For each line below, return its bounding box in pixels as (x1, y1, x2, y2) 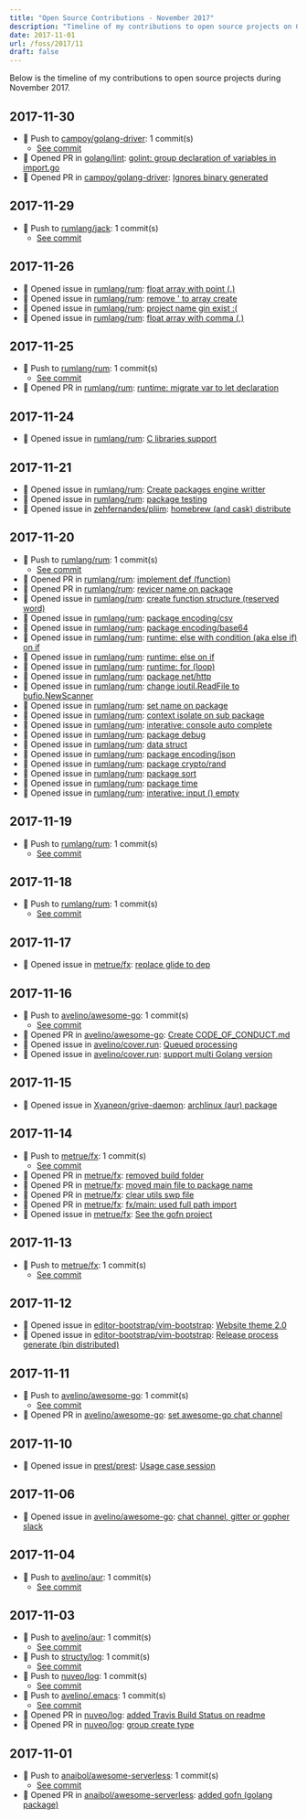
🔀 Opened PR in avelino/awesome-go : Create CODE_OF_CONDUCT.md (22, 1030, 291, 1041)
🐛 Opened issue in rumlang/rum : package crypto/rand (22, 758, 227, 769)
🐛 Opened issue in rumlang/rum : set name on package (22, 700, 228, 711)
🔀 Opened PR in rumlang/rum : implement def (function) (22, 573, 231, 584)
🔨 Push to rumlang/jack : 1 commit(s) (22, 222, 159, 233)
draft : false (9, 48, 59, 57)
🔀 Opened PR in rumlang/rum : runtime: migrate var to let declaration (22, 382, 280, 393)
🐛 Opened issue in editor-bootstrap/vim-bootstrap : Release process (22, 1330, 279, 1341)
